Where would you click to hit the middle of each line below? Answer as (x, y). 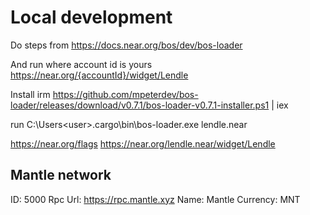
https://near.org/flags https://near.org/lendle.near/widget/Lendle (143, 143)
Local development (91, 17)
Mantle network (61, 175)
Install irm (30, 94)
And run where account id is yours (81, 64)
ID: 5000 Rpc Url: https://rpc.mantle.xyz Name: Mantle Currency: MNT (155, 199)
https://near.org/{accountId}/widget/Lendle (99, 75)
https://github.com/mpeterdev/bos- (125, 94)
